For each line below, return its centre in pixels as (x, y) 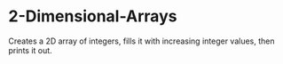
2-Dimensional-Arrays (93, 16)
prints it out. (30, 50)
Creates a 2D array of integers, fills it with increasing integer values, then (142, 41)
